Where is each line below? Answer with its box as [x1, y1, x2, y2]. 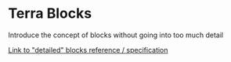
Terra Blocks [8, 5, 92, 22]
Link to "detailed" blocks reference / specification [8, 45, 168, 54]
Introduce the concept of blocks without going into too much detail [8, 30, 224, 40]
